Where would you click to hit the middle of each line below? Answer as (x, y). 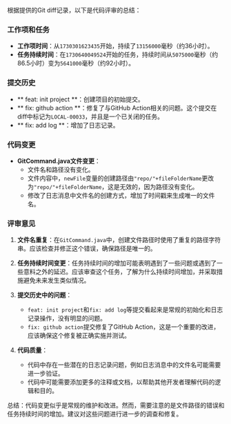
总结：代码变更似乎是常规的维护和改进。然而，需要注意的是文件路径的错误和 (116, 405)
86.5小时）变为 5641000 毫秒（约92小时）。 (76, 63)
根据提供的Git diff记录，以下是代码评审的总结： (74, 10)
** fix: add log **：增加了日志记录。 (68, 125)
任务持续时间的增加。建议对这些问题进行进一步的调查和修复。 (95, 414)
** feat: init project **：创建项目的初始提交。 (80, 99)
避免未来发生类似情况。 (57, 281)
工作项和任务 (29, 30)
